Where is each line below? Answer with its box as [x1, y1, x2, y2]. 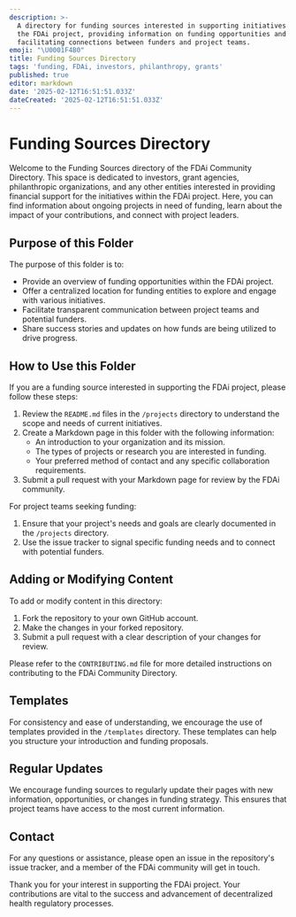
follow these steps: [9, 391, 78, 401]
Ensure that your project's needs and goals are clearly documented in [21, 517, 277, 528]
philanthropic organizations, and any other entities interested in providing [9, 182, 276, 192]
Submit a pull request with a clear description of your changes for [21, 631, 262, 642]
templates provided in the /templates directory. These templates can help [9, 726, 277, 736]
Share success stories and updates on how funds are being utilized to [21, 323, 277, 334]
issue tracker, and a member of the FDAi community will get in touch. [9, 862, 261, 873]
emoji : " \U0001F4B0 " [9, 46, 86, 55]
